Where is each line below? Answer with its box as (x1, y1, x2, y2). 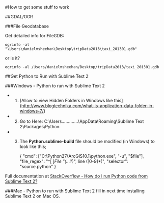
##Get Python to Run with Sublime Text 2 (5, 73, 88, 79)
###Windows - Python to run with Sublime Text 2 (5, 83, 105, 88)
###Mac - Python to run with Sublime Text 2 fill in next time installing (5, 188, 145, 194)
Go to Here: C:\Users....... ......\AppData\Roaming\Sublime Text (19, 118, 144, 124)
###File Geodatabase (5, 23, 49, 29)
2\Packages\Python (19, 124, 60, 129)
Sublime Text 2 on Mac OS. (5, 193, 60, 199)
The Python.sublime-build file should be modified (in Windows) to (19, 139, 155, 144)
